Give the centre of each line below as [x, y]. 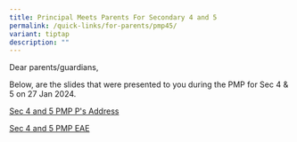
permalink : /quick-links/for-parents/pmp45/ [93, 26]
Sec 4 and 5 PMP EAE [49, 129]
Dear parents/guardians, [54, 67]
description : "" [39, 42]
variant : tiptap [39, 34]
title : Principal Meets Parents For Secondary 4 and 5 [113, 17]
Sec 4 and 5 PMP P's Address [64, 111]
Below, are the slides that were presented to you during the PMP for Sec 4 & [149, 84]
